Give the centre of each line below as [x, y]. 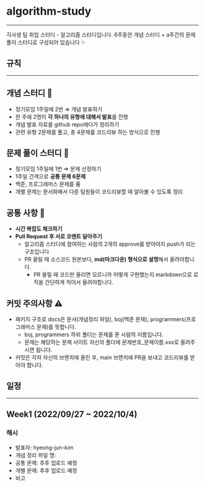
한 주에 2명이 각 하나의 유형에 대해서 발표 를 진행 [71, 117]
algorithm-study [49, 11]
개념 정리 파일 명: [35, 455]
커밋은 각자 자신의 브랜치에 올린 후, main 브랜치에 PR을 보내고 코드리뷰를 [102, 357]
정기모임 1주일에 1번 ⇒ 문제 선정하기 [58, 169]
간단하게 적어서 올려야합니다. [79, 282]
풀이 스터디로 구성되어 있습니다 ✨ [46, 42]
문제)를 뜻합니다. [56, 327]
